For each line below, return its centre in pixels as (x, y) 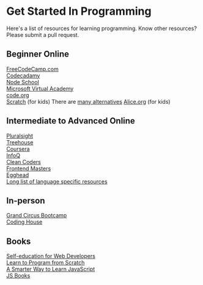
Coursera (18, 149)
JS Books (18, 276)
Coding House (24, 222)
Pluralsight (20, 136)
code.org (18, 95)
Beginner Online (38, 54)
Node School (23, 82)
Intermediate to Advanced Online (71, 121)
